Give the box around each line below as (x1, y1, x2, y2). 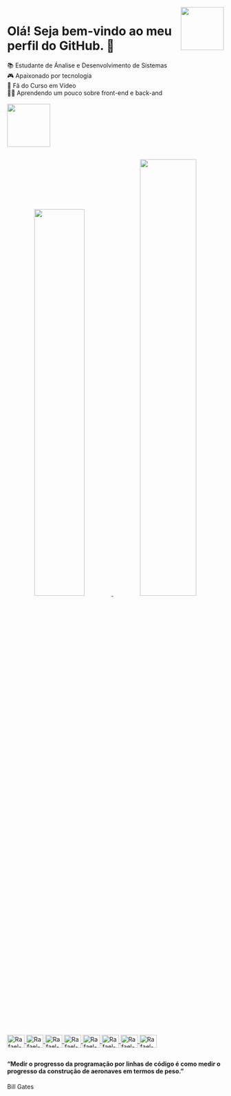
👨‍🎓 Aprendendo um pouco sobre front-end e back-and (7, 89, 163, 97)
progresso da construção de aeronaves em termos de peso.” (7, 1067, 184, 1075)
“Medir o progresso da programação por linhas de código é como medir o (7, 1060, 221, 1068)
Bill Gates (7, 1082, 34, 1090)
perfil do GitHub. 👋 (7, 38, 115, 54)
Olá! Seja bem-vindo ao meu (7, 23, 172, 39)
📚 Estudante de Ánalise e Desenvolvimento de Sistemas (7, 61, 168, 69)
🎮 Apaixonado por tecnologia (7, 72, 92, 80)
